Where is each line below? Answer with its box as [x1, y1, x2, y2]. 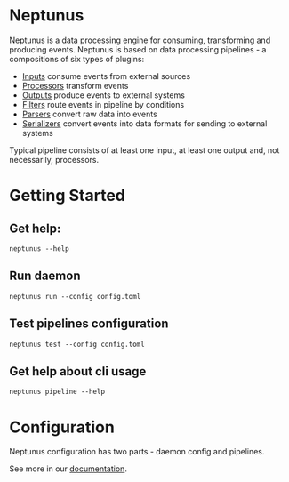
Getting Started [9, 186, 126, 205]
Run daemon [9, 269, 81, 284]
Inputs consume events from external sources [21, 70, 191, 81]
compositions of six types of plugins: [9, 53, 145, 64]
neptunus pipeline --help [9, 388, 105, 397]
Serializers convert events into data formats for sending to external [21, 117, 268, 129]
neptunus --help [9, 244, 69, 253]
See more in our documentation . [9, 463, 127, 474]
